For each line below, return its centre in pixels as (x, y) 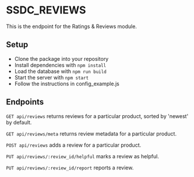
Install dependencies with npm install (60, 65)
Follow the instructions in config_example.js (67, 84)
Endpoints (25, 102)
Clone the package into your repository (61, 58)
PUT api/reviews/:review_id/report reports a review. (70, 168)
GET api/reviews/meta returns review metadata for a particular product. (91, 133)
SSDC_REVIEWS (46, 10)
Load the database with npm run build (60, 71)
